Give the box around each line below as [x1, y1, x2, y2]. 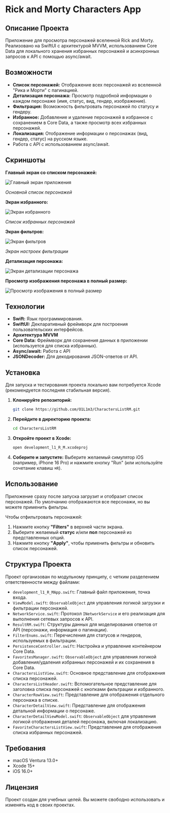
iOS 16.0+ [12, 768, 33, 774]
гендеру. [12, 108, 32, 115]
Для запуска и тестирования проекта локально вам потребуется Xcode [5, 382, 161, 388]
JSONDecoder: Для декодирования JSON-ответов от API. [12, 353, 139, 359]
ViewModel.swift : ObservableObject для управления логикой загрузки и [12, 599, 165, 606]
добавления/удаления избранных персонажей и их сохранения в [12, 659, 155, 665]
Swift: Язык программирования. [12, 316, 83, 322]
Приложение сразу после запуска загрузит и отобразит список [5, 493, 143, 499]
